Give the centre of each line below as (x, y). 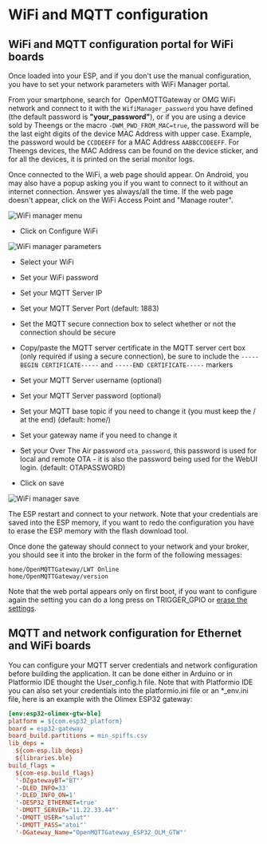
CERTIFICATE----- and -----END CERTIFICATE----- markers (137, 365)
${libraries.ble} (44, 759)
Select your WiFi (47, 262)
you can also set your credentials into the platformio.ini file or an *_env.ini (128, 690)
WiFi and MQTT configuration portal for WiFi (121, 44)
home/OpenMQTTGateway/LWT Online (64, 569)
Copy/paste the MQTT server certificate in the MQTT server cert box (132, 348)
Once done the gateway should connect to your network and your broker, (129, 546)
